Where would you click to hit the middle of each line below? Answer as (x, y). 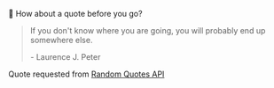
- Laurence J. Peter (65, 57)
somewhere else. (61, 40)
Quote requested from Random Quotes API (86, 74)
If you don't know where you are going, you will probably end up (148, 30)
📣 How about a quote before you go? (75, 14)
